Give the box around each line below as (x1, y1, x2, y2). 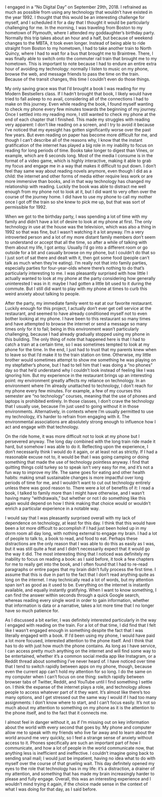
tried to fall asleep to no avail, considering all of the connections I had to (5, 96, 149, 101)
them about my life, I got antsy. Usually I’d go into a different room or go (5, 244, 148, 250)
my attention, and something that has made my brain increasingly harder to (5, 771, 155, 777)
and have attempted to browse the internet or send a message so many (5, 321, 147, 326)
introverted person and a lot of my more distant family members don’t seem (5, 234, 156, 240)
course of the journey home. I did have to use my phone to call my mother (5, 194, 152, 199)
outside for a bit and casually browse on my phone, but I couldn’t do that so (5, 250, 156, 255)
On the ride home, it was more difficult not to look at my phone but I (5, 434, 140, 439)
